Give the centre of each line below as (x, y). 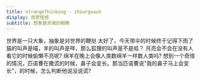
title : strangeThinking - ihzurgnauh (54, 12)
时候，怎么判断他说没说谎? (58, 71)
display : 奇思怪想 (28, 17)
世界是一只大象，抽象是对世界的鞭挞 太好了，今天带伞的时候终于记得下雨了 (100, 41)
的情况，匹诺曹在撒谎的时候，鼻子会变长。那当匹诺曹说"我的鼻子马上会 (95, 63)
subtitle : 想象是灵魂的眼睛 (38, 23)
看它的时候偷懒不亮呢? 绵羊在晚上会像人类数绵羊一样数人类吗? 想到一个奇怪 (101, 56)
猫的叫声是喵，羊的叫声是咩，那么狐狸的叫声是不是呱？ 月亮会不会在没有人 (100, 48)
